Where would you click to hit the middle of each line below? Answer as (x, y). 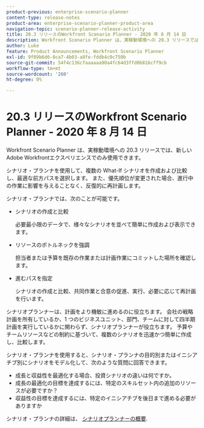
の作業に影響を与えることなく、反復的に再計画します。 (75, 186)
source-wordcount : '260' (38, 74)
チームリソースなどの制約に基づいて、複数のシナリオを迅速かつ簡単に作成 (99, 335)
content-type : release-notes (43, 18)
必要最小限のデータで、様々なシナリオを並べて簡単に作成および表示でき (105, 225)
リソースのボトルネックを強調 (52, 245)
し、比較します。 (27, 342)
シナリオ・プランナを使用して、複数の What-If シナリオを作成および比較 (97, 171)
